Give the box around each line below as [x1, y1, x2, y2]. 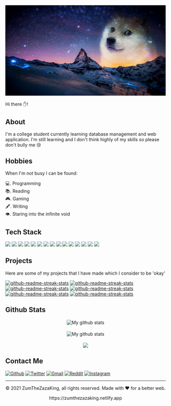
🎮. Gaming [5, 196, 30, 202]
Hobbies [5, 156, 33, 165]
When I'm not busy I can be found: [5, 170, 78, 176]
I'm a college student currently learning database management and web [5, 131, 157, 137]
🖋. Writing [5, 203, 28, 209]
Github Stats [5, 306, 46, 314]
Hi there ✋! [5, 101, 28, 107]
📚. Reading [5, 188, 30, 194]
